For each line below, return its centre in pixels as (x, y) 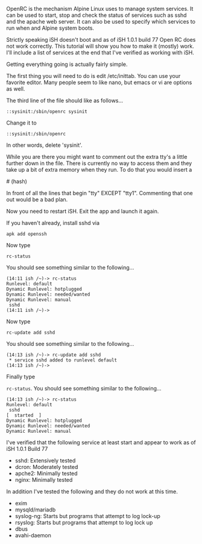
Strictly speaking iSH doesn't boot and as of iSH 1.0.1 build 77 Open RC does (101, 40)
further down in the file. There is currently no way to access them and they (99, 163)
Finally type (21, 377)
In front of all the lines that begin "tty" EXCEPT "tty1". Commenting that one (99, 193)
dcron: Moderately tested (46, 467)
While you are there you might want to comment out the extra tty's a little (97, 157)
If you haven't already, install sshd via (53, 223)
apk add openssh (27, 234)
